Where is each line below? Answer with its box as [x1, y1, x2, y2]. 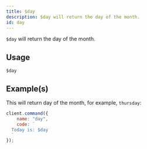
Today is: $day [11, 127, 49, 133]
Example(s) [6, 84, 49, 93]
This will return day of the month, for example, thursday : [6, 99, 142, 106]
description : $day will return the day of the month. [6, 14, 141, 20]
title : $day [6, 8, 35, 15]
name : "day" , [16, 116, 49, 122]
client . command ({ [6, 110, 49, 116]
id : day [6, 19, 25, 25]
